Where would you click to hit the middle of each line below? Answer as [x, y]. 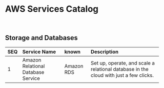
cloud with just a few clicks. [122, 75]
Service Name [39, 51]
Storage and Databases [41, 38]
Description [104, 51]
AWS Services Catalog [52, 9]
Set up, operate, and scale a [123, 63]
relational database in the [120, 69]
